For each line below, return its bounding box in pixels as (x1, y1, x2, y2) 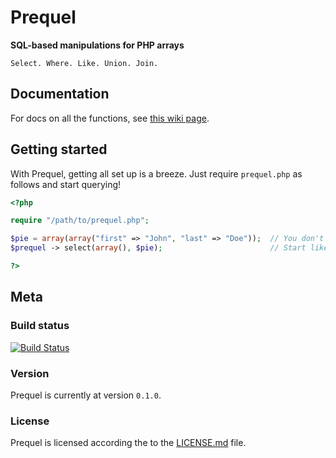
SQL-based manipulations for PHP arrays (10, 39, 185, 51)
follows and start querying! (10, 178, 122, 190)
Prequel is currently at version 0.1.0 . (10, 389, 162, 401)
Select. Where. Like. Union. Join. (10, 58, 159, 68)
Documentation (10, 86, 110, 103)
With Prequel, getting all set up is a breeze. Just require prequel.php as (10, 167, 303, 180)
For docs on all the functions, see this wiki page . (10, 112, 210, 124)
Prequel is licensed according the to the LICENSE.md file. (10, 437, 247, 449)
